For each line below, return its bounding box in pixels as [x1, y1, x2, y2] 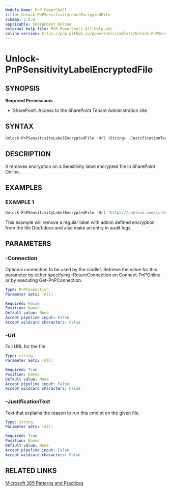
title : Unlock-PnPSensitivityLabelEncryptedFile [5, 12, 110, 17]
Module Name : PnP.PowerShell [5, 7, 67, 13]
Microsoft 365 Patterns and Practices [5, 480, 84, 486]
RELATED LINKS [5, 467, 57, 475]
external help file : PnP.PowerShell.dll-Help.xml [5, 26, 113, 32]
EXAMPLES [5, 183, 42, 192]
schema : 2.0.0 [5, 17, 36, 22]
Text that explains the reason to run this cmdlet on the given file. [5, 410, 140, 416]
